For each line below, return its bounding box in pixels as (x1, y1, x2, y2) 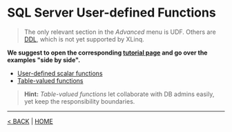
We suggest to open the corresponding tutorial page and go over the (7, 48, 208, 57)
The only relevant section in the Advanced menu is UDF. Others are (23, 28, 216, 36)
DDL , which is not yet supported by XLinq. (23, 35, 145, 43)
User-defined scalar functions (17, 69, 103, 77)
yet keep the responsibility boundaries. (23, 97, 135, 105)
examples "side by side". (7, 55, 81, 64)
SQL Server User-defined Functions (7, 5, 216, 21)
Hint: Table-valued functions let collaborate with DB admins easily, (23, 90, 215, 98)
